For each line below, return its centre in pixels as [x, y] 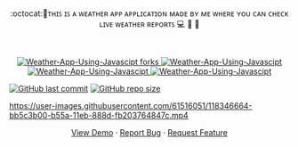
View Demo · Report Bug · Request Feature [149, 132]
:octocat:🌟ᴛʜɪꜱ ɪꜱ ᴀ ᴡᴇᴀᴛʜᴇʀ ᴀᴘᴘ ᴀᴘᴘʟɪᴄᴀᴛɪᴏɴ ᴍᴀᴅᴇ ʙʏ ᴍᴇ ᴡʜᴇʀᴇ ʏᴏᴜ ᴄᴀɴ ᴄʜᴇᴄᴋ [149, 13]
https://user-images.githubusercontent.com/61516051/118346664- [131, 106]
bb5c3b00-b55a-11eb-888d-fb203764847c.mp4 [99, 115]
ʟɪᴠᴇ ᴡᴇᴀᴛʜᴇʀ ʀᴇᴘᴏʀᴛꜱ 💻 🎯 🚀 [149, 24]
